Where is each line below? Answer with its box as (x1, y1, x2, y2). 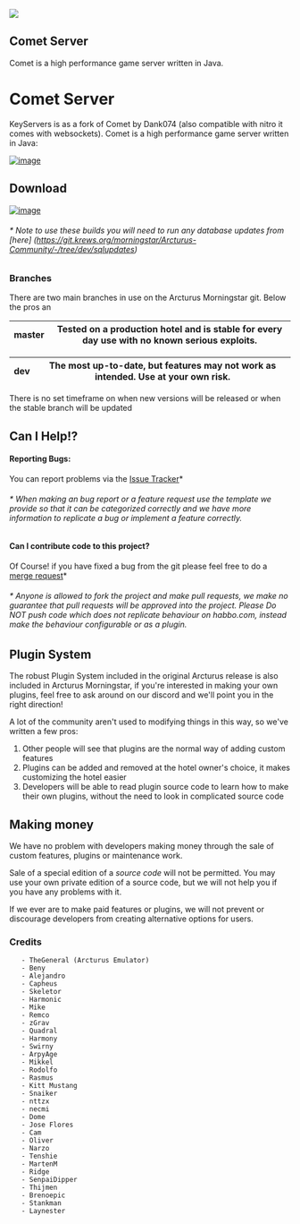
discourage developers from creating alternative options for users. (9, 913, 254, 924)
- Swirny (21, 1042, 54, 1051)
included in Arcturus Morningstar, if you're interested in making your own (9, 680, 279, 691)
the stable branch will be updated (9, 403, 132, 414)
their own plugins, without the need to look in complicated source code (21, 791, 284, 801)
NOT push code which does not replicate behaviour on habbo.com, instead (9, 610, 287, 621)
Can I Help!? (9, 428, 79, 443)
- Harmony (21, 1034, 58, 1043)
